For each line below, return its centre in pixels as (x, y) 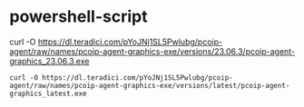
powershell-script (78, 17)
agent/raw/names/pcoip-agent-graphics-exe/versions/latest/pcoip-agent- (150, 85)
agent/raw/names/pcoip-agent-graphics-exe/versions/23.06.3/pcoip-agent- (152, 51)
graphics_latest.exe (49, 93)
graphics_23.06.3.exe (49, 61)
